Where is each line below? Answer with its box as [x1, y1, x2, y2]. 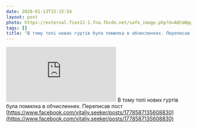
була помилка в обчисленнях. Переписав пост [6, 103, 123, 110]
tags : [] [6, 25, 28, 31]
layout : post [6, 14, 38, 20]
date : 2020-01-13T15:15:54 [6, 8, 72, 15]
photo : [6, 19, 22, 25]
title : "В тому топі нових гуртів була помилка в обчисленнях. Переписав [6, 31, 191, 36]
